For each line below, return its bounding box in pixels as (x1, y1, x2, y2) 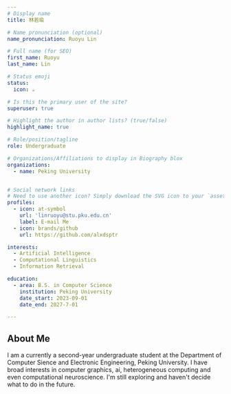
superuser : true (7, 105, 54, 112)
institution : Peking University (19, 288, 112, 295)
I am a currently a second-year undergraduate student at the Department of (7, 351, 222, 359)
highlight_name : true (7, 124, 69, 131)
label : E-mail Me (19, 218, 69, 225)
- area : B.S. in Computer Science (13, 282, 112, 288)
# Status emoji (7, 73, 51, 80)
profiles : (7, 199, 36, 206)
